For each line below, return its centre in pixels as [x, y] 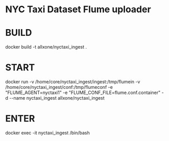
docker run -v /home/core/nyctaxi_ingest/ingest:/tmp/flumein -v [73, 82]
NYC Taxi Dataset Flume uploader [78, 9]
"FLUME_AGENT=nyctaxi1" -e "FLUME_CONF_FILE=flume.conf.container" [83, 92]
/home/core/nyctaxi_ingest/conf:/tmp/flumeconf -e [59, 87]
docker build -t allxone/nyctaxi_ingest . [46, 47]
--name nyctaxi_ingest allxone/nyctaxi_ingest [57, 98]
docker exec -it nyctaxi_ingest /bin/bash [48, 133]
